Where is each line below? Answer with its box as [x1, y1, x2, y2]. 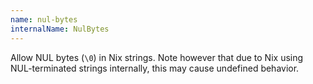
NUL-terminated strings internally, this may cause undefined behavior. [10, 62, 300, 74]
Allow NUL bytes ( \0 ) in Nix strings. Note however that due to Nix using [10, 51, 304, 63]
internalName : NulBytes [10, 24, 110, 34]
